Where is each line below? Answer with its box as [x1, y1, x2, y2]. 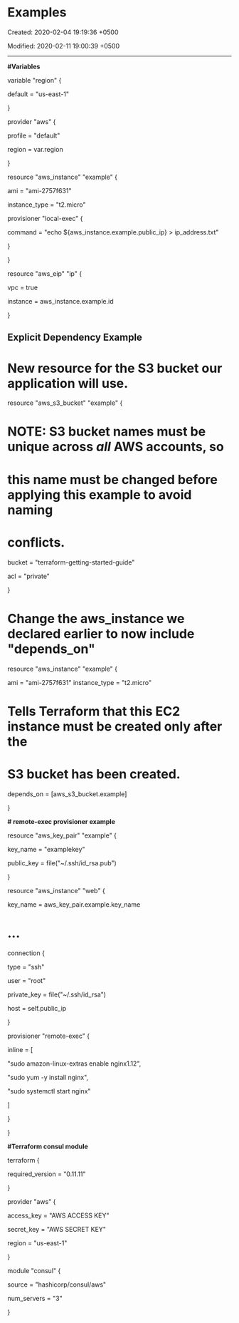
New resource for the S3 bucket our [7, 360, 223, 376]
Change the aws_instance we [7, 610, 185, 627]
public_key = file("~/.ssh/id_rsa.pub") [7, 858, 117, 867]
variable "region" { [7, 76, 62, 84]
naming [7, 502, 53, 518]
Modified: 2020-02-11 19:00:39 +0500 [7, 41, 120, 50]
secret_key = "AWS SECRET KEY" [7, 1225, 107, 1233]
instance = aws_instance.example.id [7, 297, 114, 305]
